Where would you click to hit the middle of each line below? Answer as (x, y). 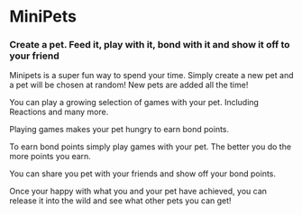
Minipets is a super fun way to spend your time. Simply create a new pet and (151, 76)
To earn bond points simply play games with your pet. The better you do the (150, 147)
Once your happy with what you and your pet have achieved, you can (138, 192)
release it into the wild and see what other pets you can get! (120, 201)
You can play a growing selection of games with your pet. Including (134, 103)
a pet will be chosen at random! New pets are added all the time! (129, 85)
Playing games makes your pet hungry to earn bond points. (119, 130)
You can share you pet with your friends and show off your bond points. (143, 174)
